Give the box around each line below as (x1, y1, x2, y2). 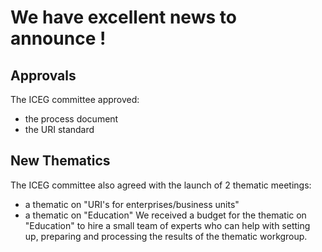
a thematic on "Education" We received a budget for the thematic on (24, 209, 307, 221)
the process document (24, 113, 119, 125)
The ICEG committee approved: (10, 94, 140, 105)
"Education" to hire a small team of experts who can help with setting (24, 219, 311, 231)
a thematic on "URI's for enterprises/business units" (24, 198, 240, 210)
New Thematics (10, 152, 111, 170)
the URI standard (24, 124, 95, 135)
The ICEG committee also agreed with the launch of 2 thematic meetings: (10, 179, 312, 191)
